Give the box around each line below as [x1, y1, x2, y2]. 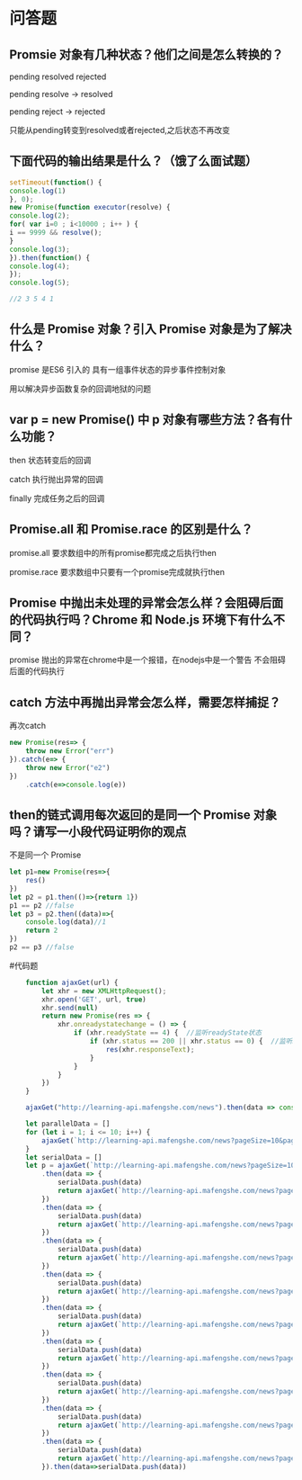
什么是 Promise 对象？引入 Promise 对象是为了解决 [9, 321, 292, 337]
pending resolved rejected [9, 71, 107, 82]
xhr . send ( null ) [41, 1003, 99, 1012]
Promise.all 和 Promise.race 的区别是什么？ [9, 522, 253, 537]
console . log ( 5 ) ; [9, 278, 70, 288]
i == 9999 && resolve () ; [9, 229, 102, 238]
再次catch [9, 721, 47, 731]
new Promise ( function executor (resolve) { [9, 203, 171, 212]
